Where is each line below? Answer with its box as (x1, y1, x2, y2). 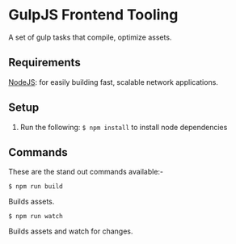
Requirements (8, 56, 81, 69)
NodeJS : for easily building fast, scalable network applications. (8, 77, 218, 86)
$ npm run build (8, 183, 63, 191)
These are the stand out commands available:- (8, 167, 164, 177)
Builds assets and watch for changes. (8, 226, 133, 236)
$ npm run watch (8, 212, 63, 221)
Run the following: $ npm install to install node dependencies (19, 122, 228, 132)
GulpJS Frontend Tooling (8, 6, 179, 24)
